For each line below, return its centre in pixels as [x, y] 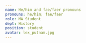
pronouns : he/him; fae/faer [34, 14]
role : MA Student [23, 19]
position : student [24, 28]
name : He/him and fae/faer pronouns [43, 10]
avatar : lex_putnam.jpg [30, 33]
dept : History [20, 23]
